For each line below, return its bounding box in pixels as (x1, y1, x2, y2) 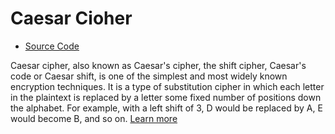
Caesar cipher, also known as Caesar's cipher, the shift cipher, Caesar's (10, 59, 307, 71)
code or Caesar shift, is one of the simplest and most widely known (10, 70, 288, 82)
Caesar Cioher (10, 7, 133, 30)
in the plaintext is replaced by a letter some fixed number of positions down (10, 91, 322, 103)
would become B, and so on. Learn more (10, 112, 178, 124)
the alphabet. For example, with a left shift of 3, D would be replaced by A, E (10, 102, 323, 114)
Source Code (24, 40, 80, 52)
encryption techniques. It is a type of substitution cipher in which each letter (10, 80, 325, 92)
